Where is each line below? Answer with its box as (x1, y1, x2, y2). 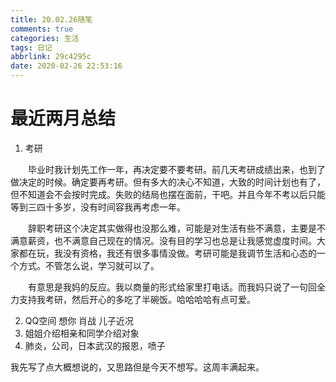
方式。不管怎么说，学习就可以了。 (18, 259, 160, 271)
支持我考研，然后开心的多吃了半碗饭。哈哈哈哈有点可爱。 (18, 293, 256, 305)
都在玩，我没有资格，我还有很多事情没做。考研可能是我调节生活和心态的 (18, 247, 317, 259)
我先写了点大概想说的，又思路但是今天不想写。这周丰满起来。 (10, 361, 265, 373)
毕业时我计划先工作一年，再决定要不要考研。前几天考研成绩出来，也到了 (28, 163, 326, 175)
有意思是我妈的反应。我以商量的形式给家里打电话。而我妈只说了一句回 (28, 281, 317, 293)
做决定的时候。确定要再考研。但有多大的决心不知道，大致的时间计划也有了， (10, 176, 326, 188)
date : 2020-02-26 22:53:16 (10, 61, 123, 71)
